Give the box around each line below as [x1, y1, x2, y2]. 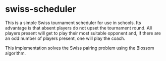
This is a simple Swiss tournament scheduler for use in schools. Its [5, 20, 141, 26]
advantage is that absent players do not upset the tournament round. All [5, 25, 152, 30]
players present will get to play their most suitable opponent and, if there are [5, 30, 161, 36]
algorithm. [5, 50, 26, 56]
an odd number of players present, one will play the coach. [5, 35, 125, 41]
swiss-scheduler [5, 3, 76, 15]
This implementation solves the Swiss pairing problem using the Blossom [5, 45, 155, 51]
